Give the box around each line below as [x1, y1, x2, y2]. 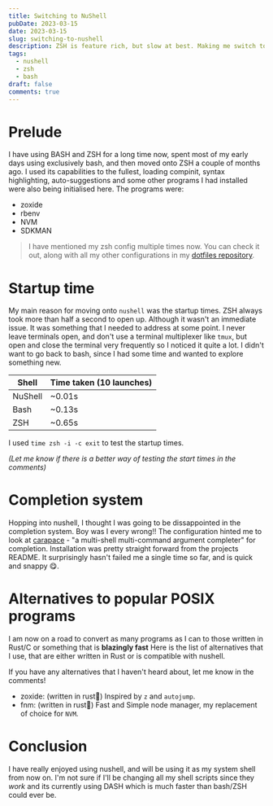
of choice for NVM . [19, 709, 79, 719]
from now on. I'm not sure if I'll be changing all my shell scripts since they [8, 773, 254, 782]
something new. [8, 357, 62, 367]
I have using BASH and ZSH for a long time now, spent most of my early [8, 150, 249, 160]
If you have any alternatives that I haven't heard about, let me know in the [8, 667, 254, 677]
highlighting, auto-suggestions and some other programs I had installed [8, 176, 248, 186]
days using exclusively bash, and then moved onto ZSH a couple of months [8, 158, 261, 168]
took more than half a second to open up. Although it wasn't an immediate [8, 314, 257, 324]
